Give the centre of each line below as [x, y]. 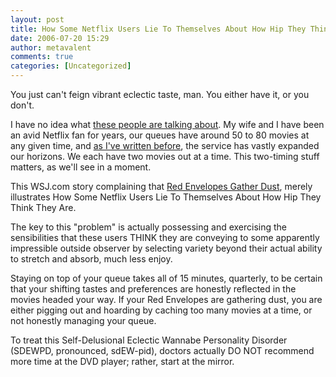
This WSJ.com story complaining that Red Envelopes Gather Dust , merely [161, 186]
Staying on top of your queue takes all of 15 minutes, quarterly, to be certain [166, 278]
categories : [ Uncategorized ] [71, 66]
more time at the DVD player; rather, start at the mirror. [122, 361]
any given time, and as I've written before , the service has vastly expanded [165, 145]
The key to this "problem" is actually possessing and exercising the [149, 227]
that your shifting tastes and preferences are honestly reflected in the [153, 289]
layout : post [37, 19]
